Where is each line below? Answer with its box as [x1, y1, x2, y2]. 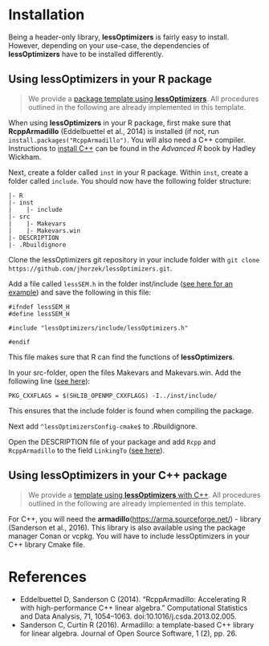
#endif [8, 338, 31, 346]
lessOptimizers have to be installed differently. [8, 49, 164, 59]
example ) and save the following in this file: [8, 287, 152, 297]
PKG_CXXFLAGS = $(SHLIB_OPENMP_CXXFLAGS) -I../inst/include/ [8, 392, 218, 400]
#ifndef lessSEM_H [8, 303, 70, 311]
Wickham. [8, 152, 42, 161]
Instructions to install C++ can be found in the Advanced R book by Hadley [8, 143, 256, 153]
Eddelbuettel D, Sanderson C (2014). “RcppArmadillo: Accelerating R [19, 594, 247, 603]
